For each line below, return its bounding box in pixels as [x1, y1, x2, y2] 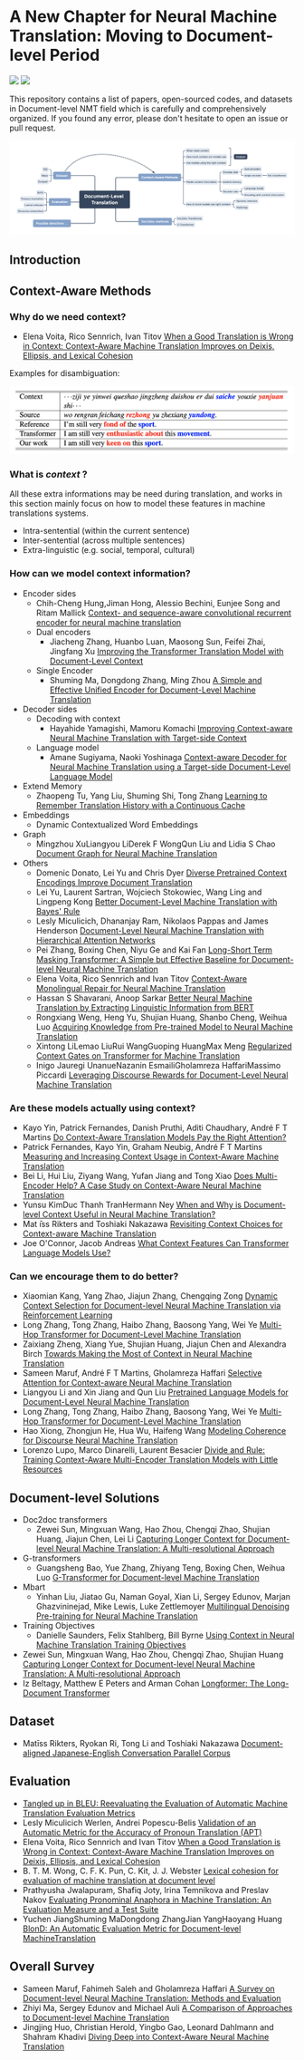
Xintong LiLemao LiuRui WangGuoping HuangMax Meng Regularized [35, 1040, 292, 1051]
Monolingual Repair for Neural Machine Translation [35, 982, 226, 993]
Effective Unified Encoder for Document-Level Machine [49, 684, 256, 695]
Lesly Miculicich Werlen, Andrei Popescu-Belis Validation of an [22, 1817, 257, 1828]
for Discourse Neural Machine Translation [22, 1435, 178, 1446]
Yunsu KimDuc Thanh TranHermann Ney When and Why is [22, 1199, 242, 1210]
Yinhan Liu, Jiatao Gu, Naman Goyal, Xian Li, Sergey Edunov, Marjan [35, 1591, 291, 1602]
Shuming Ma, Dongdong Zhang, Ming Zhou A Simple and [49, 674, 262, 685]
